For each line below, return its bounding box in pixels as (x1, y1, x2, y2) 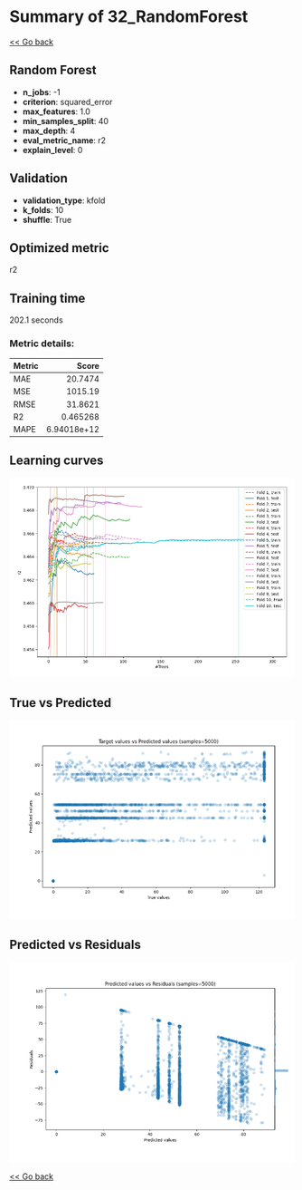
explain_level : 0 (22, 144, 83, 155)
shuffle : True (22, 214, 72, 225)
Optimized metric (9, 240, 110, 256)
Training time (9, 290, 86, 305)
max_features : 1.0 (22, 106, 90, 117)
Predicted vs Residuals (9, 937, 142, 953)
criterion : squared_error (22, 96, 113, 107)
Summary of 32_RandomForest (9, 6, 249, 27)
